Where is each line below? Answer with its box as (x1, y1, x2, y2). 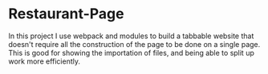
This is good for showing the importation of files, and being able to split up (8, 48, 254, 57)
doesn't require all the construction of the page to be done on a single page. (8, 39, 261, 49)
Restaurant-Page (8, 5, 124, 23)
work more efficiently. (8, 56, 81, 66)
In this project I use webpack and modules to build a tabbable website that (8, 31, 254, 41)
